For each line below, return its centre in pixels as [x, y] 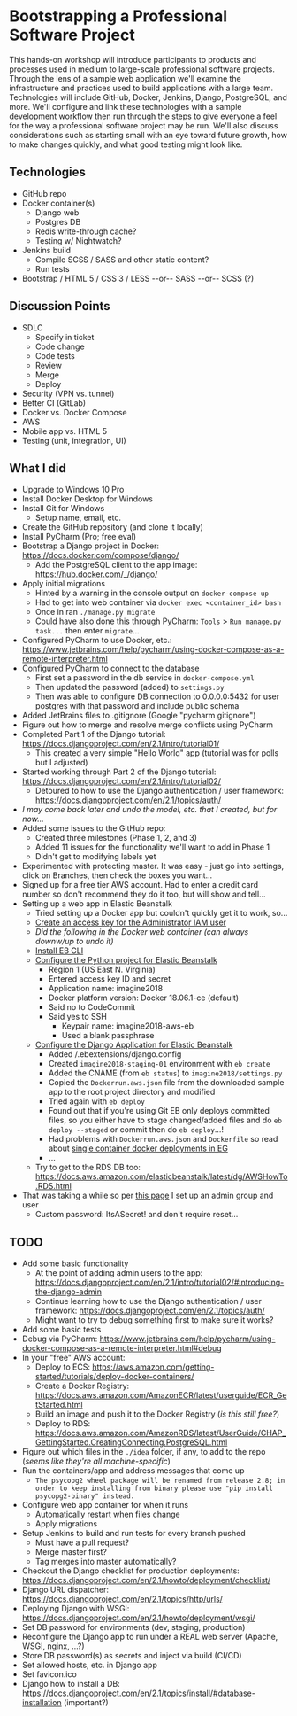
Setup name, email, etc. [78, 518]
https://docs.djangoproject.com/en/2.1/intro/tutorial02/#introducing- [160, 1283]
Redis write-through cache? [86, 231]
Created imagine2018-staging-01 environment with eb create [159, 1064]
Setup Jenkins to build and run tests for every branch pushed [133, 1534]
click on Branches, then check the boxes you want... [117, 875]
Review [48, 365]
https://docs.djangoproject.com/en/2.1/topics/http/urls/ [122, 1599]
